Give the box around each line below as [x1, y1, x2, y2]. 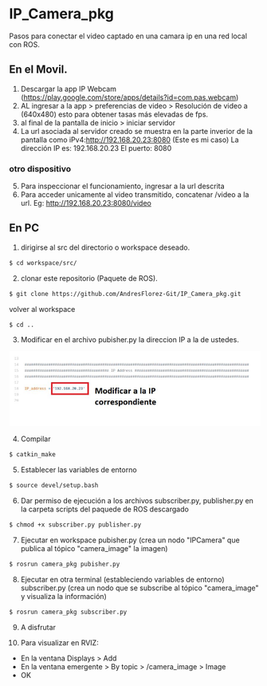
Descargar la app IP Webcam [20, 84, 116, 93]
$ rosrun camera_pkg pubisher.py [9, 560, 120, 569]
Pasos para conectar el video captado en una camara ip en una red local [9, 31, 248, 41]
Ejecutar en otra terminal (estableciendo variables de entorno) [20, 574, 226, 584]
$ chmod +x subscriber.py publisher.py [9, 521, 142, 529]
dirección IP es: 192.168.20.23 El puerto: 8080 [20, 143, 172, 152]
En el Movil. [9, 63, 69, 77]
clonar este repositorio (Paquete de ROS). [20, 273, 158, 283]
